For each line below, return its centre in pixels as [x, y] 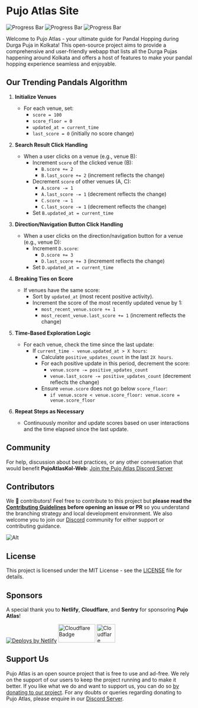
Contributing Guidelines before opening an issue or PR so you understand [98, 507]
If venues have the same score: [62, 290]
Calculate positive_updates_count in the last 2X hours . [107, 357]
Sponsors [24, 595]
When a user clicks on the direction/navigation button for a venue [103, 235]
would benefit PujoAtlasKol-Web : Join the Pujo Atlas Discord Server [90, 468]
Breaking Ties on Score [44, 279]
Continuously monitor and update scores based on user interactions [106, 423]
